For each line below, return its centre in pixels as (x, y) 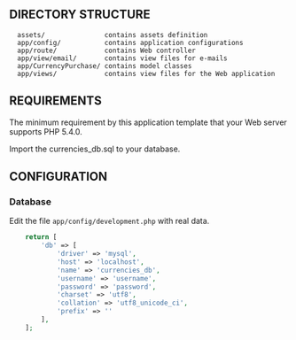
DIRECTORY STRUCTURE (80, 15)
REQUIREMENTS (55, 101)
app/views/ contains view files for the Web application (146, 73)
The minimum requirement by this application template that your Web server (148, 122)
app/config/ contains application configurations (130, 42)
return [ (41, 237)
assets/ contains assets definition (113, 35)
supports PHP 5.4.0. (46, 131)
